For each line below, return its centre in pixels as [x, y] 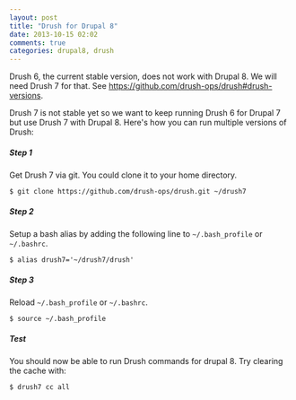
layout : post [34, 17]
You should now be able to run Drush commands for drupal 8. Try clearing [146, 361]
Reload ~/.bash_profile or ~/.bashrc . [78, 302]
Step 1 [21, 152]
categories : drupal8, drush [62, 51]
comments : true [38, 43]
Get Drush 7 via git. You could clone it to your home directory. [123, 175]
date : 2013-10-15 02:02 [54, 34]
